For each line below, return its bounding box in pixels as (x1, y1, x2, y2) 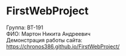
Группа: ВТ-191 (6, 24, 44, 31)
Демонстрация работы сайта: (6, 36, 82, 43)
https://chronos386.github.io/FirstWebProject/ (6, 43, 120, 50)
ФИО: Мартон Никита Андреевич (6, 30, 91, 37)
